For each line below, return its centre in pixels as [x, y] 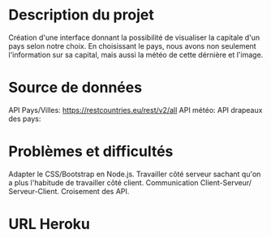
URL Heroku [49, 224]
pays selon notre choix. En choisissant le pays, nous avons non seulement [133, 45]
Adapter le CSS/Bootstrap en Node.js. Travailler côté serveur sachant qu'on [135, 174]
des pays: [25, 119]
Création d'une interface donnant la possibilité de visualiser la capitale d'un [134, 37]
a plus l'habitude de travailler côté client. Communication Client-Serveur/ [130, 182]
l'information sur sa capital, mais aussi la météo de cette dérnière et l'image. [136, 54]
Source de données [75, 88]
